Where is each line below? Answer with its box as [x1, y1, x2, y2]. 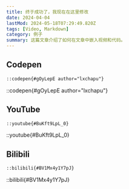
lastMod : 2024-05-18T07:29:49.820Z [6, 20, 96, 26]
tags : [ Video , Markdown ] [6, 26, 69, 32]
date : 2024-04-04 [6, 15, 50, 21]
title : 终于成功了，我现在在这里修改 [6, 9, 89, 15]
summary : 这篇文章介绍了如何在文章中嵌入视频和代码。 [6, 37, 126, 43]
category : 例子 [6, 32, 43, 38]
